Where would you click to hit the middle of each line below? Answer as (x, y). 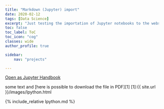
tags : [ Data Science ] (27, 19)
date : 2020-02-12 (23, 14)
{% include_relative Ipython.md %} (40, 102)
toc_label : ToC (20, 32)
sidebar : (14, 55)
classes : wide (20, 42)
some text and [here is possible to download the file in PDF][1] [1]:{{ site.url (80, 87)
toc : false (16, 28)
